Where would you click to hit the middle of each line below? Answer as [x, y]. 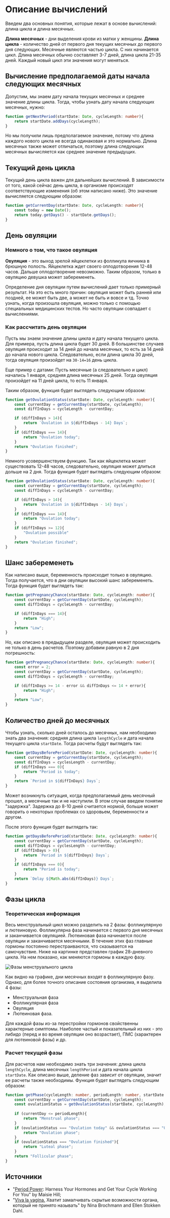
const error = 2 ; [33, 667]
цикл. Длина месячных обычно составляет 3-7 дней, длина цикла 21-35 [83, 55]
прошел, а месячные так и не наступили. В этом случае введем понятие [84, 801]
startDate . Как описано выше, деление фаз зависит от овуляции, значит [83, 1075]
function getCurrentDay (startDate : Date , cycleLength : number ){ [74, 206]
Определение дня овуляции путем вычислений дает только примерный [83, 287]
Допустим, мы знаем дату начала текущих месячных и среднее [75, 96]
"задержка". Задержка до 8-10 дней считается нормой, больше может [82, 807]
